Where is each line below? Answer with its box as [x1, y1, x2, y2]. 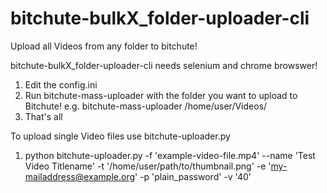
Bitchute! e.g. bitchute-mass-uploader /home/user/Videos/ [24, 100, 268, 112]
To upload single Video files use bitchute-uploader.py [10, 130, 231, 142]
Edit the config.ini [24, 78, 98, 91]
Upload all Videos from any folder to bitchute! [10, 40, 198, 52]
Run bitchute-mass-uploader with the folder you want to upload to [24, 89, 298, 101]
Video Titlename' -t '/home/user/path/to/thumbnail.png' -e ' [24, 160, 272, 172]
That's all [24, 110, 63, 122]
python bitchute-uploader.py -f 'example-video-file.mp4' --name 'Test [24, 149, 316, 161]
